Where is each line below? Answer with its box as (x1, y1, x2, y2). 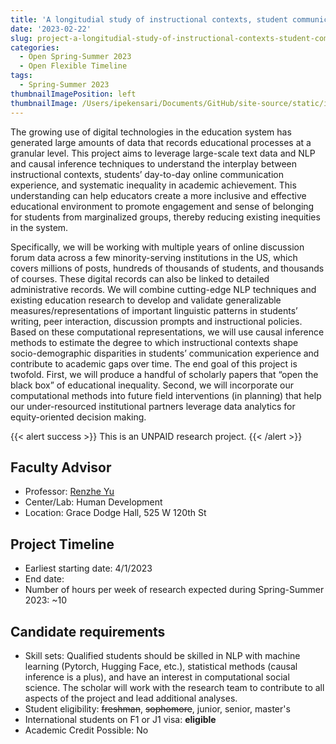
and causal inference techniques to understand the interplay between (10, 157, 298, 170)
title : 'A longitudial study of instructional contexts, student (10, 14, 288, 25)
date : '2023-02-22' (10, 24, 92, 34)
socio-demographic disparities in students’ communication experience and (10, 347, 320, 359)
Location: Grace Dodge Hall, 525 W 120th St (24, 507, 207, 519)
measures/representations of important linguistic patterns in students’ (10, 304, 298, 316)
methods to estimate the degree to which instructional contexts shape (10, 336, 299, 348)
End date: (24, 573, 65, 585)
